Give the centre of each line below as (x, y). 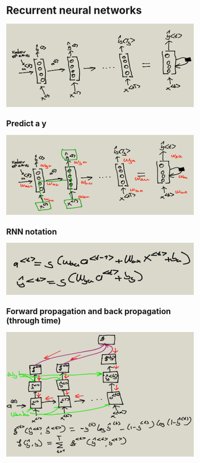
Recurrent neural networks (74, 10)
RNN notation (32, 232)
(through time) (34, 321)
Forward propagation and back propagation (89, 312)
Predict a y (26, 123)
